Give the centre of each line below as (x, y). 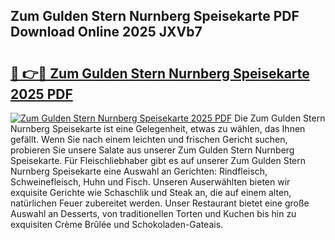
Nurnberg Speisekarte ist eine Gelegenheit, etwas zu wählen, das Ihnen (158, 128)
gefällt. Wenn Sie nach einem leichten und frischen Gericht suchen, (149, 139)
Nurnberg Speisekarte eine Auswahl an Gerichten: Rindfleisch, (139, 171)
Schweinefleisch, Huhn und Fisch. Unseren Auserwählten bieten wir (150, 182)
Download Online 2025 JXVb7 (106, 32)
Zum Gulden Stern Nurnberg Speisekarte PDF (155, 16)
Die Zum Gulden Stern (280, 118)
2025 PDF (41, 94)
